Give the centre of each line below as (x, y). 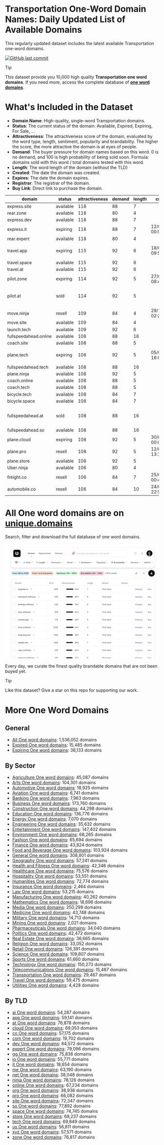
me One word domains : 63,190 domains (52, 1069)
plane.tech (18, 355)
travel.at (15, 269)
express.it (17, 229)
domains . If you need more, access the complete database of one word (77, 82)
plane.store (19, 461)
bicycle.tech (19, 394)
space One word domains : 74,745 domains (55, 1111)
